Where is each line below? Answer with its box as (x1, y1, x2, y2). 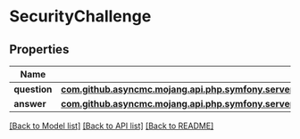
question (13, 83, 53, 95)
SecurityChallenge (9, 6, 152, 27)
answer (13, 98, 46, 110)
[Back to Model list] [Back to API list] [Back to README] (9, 120, 214, 131)
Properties (9, 42, 70, 57)
